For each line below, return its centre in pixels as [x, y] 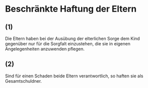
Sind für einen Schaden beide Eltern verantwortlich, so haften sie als [74, 76]
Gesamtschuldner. [24, 81]
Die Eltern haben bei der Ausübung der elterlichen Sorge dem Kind [73, 38]
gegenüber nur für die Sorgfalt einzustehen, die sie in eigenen [68, 44]
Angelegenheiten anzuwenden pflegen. [45, 49]
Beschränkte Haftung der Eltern [71, 9]
